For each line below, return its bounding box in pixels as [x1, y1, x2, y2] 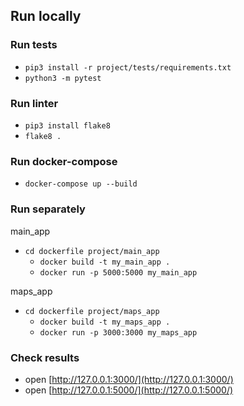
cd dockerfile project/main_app [24, 246, 160, 256]
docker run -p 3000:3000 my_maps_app [39, 327, 198, 338]
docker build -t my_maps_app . [39, 317, 171, 327]
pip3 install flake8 [24, 120, 111, 131]
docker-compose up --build [24, 179, 138, 189]
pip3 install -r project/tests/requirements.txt [24, 62, 232, 73]
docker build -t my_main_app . [39, 257, 171, 267]
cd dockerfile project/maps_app [24, 306, 160, 316]
